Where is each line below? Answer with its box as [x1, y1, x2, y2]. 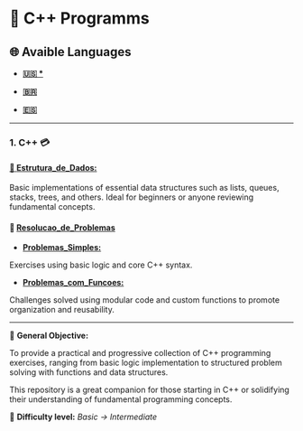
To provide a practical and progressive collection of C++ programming [9, 348, 271, 359]
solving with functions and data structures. [9, 367, 169, 378]
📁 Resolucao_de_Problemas [9, 221, 115, 233]
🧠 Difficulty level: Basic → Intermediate [9, 411, 158, 423]
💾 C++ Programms [9, 8, 151, 29]
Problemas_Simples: [22, 242, 102, 253]
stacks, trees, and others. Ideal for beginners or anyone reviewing [9, 192, 254, 202]
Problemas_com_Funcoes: [22, 277, 124, 288]
